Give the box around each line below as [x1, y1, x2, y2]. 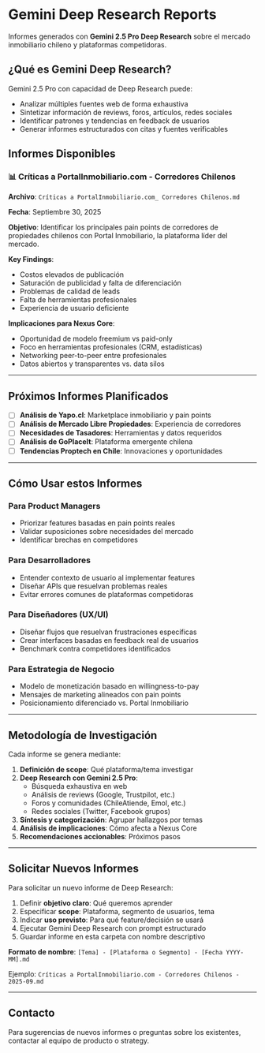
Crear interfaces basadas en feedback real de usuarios [19, 635, 199, 644]
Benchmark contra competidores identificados [19, 644, 171, 653]
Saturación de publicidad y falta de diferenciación [19, 278, 181, 288]
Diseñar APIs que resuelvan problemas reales [19, 581, 168, 591]
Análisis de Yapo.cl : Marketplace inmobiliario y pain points [19, 410, 211, 420]
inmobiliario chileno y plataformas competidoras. [8, 39, 167, 49]
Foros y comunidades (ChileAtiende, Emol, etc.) [31, 798, 187, 808]
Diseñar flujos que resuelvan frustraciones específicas [19, 627, 197, 637]
